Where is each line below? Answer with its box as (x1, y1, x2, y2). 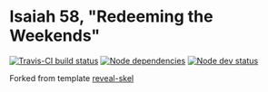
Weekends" (9, 25, 101, 46)
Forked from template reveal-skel (9, 72, 134, 83)
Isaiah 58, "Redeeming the (9, 6, 213, 27)
